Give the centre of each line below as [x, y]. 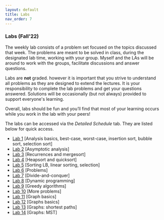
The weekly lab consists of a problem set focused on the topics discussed [81, 47]
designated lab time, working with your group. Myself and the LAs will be [80, 58]
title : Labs [17, 14]
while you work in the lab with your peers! [48, 114]
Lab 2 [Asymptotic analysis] [41, 149]
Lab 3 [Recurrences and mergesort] [49, 154]
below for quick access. [29, 129]
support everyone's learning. [35, 99]
